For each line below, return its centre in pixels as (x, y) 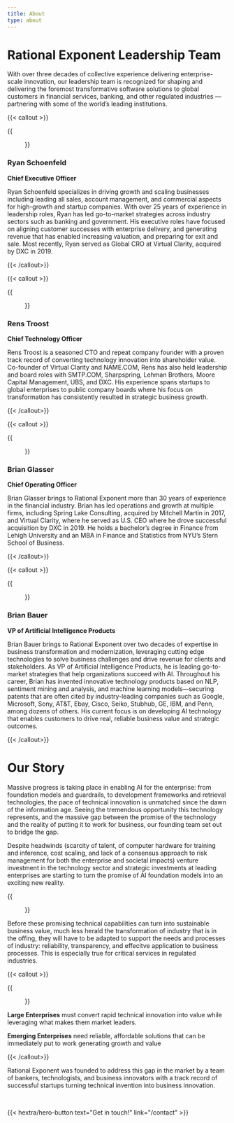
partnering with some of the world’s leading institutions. (87, 104)
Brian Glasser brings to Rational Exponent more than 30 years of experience (117, 498)
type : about (24, 20)
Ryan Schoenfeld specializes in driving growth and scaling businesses (108, 191)
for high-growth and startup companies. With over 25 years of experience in (117, 207)
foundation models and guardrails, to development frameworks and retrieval (117, 795)
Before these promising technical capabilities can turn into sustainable (108, 923)
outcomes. (23, 726)
